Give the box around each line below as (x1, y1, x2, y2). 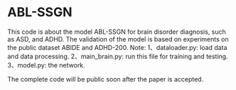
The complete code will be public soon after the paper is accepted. (7, 75, 204, 83)
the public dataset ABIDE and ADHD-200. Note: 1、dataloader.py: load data (7, 43, 227, 51)
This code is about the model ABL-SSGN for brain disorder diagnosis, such (7, 27, 226, 36)
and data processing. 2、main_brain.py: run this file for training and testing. (7, 52, 229, 60)
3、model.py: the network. (7, 60, 85, 69)
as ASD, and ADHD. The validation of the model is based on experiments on (7, 34, 229, 43)
